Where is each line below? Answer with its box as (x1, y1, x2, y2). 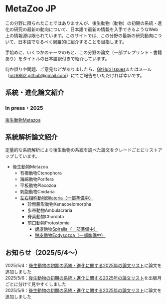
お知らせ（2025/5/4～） (5, 248, 81, 257)
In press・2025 (5, 105, 43, 112)
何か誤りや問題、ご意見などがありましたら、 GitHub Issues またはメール (5, 66, 152, 72)
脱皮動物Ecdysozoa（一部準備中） (34, 232, 106, 238)
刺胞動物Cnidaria (19, 189, 55, 195)
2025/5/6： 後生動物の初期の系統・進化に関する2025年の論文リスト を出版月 (5, 275, 162, 281)
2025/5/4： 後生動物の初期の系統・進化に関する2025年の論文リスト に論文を (5, 263, 162, 269)
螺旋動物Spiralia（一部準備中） (34, 226, 98, 232)
